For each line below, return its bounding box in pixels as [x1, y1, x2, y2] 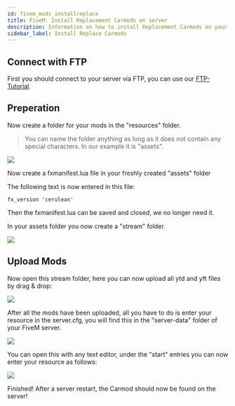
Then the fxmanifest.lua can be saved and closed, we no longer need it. [7, 208, 215, 216]
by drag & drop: [7, 282, 53, 290]
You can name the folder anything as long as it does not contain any [24, 134, 222, 143]
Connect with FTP [7, 55, 88, 67]
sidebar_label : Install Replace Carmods [7, 30, 128, 37]
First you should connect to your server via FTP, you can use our [7, 74, 194, 83]
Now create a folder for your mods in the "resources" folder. [7, 121, 181, 129]
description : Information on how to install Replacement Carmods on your [7, 23, 228, 30]
